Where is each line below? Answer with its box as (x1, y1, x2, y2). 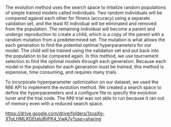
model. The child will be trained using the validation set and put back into (5, 48, 159, 53)
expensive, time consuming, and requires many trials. (5, 69, 117, 75)
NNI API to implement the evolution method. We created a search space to (5, 84, 162, 90)
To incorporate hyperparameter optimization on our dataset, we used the (5, 79, 159, 85)
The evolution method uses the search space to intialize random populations (5, 5, 166, 10)
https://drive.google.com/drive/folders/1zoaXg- (5, 110, 105, 116)
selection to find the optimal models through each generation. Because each (5, 58, 166, 64)
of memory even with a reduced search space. (5, 101, 104, 106)
